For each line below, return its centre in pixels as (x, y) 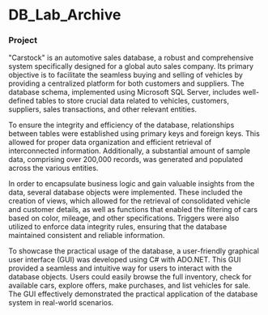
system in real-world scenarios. (61, 303)
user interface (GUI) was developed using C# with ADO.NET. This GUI (125, 260)
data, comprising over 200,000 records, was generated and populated (126, 160)
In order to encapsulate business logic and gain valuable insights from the (132, 184)
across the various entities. (53, 168)
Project (23, 40)
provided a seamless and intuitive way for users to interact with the (120, 268)
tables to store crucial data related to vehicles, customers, (132, 101)
